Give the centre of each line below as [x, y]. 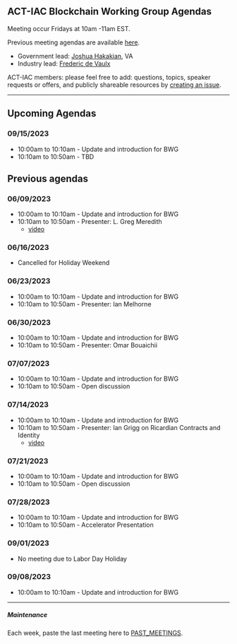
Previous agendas [48, 178]
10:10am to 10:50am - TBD [56, 156]
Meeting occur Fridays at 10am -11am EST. [69, 28]
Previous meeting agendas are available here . [73, 42]
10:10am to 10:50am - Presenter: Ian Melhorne [84, 304]
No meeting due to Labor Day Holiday [72, 559]
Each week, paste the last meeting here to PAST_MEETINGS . [95, 633]
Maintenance [28, 615]
